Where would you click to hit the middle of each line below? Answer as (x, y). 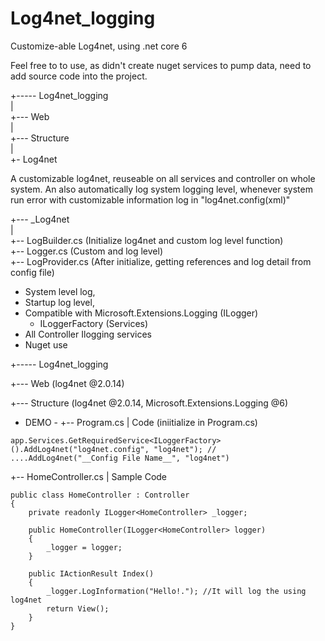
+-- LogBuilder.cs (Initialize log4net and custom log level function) (147, 240)
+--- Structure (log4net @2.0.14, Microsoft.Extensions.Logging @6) (149, 403)
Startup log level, (59, 302)
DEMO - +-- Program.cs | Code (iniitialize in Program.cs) (141, 422)
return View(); (78, 608)
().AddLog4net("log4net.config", (80, 449)
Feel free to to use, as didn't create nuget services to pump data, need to (161, 65)
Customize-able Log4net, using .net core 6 (99, 46)
